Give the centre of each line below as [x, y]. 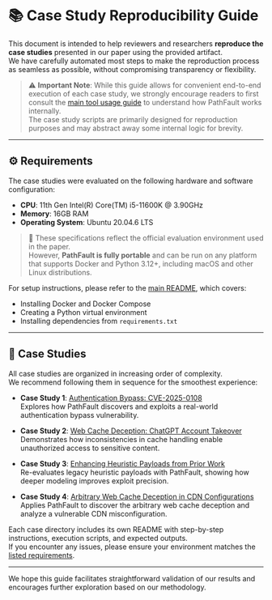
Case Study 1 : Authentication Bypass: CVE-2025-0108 [111, 398]
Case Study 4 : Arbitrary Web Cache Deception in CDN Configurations [137, 496]
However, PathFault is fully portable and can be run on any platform [142, 255]
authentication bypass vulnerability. [79, 415]
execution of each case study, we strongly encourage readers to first [143, 93]
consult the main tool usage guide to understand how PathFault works [145, 102]
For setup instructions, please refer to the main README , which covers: [127, 287]
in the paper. [49, 246]
